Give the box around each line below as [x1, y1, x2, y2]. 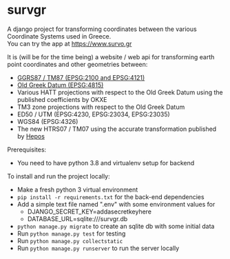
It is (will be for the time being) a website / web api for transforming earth [7, 52, 215, 61]
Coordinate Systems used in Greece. [7, 32, 112, 40]
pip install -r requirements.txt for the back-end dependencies [17, 192, 205, 201]
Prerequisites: [7, 145, 47, 154]
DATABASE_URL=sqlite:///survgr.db [27, 214, 128, 222]
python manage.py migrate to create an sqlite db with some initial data [17, 222, 215, 230]
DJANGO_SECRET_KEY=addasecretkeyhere [27, 207, 152, 216]
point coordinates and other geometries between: [7, 60, 148, 68]
